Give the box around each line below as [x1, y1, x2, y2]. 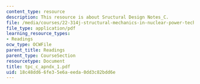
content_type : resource [6, 8, 65, 15]
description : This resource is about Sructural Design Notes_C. [6, 14, 169, 20]
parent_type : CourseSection [6, 53, 76, 59]
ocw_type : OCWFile [6, 42, 52, 48]
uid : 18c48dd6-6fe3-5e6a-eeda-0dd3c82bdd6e [6, 69, 116, 75]
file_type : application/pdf [6, 25, 76, 31]
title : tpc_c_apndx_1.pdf [6, 63, 70, 70]
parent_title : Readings [6, 47, 65, 53]
